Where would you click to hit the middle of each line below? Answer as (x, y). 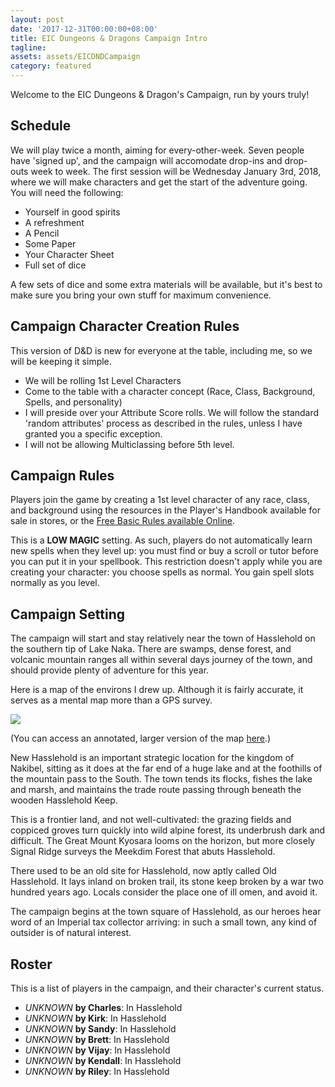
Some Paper (50, 243)
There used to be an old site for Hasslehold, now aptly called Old (143, 871)
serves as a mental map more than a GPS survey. (111, 700)
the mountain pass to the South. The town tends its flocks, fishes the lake (161, 779)
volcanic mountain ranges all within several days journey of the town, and (161, 660)
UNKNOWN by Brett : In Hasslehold (97, 1040)
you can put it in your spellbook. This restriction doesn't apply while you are (166, 562)
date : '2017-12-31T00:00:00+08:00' (84, 29)
